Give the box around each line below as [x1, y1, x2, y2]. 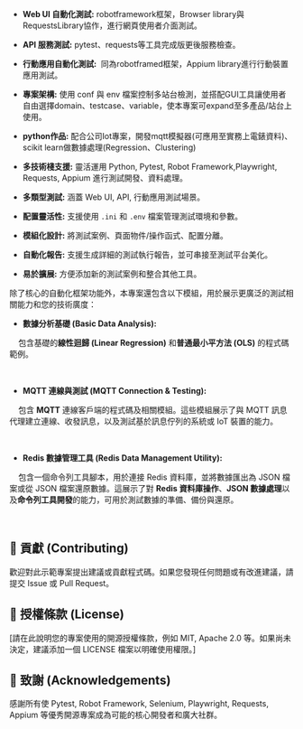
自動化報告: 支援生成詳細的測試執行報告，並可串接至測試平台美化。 [22, 249, 273, 260]
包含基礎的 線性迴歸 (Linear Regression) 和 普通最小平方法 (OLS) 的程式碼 [17, 338, 289, 348]
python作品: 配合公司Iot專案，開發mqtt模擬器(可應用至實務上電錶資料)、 [22, 131, 293, 141]
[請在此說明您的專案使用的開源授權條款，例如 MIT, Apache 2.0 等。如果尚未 [9, 632, 291, 643]
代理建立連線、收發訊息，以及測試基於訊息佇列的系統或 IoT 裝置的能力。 [9, 416, 278, 426]
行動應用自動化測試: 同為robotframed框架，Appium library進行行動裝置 [22, 59, 289, 69]
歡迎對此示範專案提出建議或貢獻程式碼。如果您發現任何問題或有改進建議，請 [9, 566, 294, 577]
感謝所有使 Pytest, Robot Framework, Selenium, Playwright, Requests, [9, 698, 269, 709]
